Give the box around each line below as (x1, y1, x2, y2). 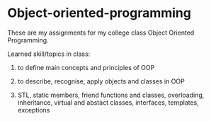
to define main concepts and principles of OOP (17, 63, 155, 71)
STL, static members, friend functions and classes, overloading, (17, 91, 205, 99)
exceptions (17, 105, 50, 114)
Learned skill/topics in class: (7, 50, 91, 58)
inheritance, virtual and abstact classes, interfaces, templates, (17, 98, 200, 107)
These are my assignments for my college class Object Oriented (7, 28, 195, 37)
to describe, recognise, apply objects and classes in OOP (17, 76, 186, 86)
